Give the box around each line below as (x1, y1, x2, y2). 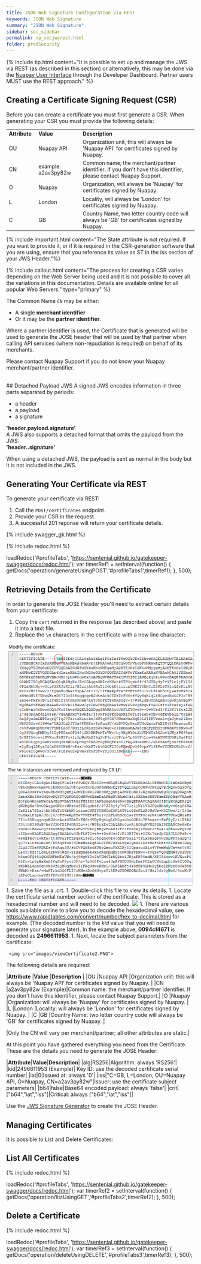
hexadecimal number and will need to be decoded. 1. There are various (6, 900, 188, 908)
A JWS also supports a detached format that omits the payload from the (6, 431, 184, 438)
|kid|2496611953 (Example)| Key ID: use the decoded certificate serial (6, 1065, 179, 1073)
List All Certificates (6, 1153, 80, 1163)
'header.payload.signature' (6, 425, 76, 432)
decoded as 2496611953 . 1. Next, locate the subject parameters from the (6, 932, 187, 939)
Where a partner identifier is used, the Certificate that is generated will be (6, 327, 188, 334)
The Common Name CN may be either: (6, 298, 100, 305)
